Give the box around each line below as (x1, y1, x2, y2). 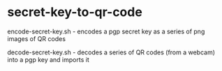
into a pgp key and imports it (7, 55, 89, 63)
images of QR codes (7, 34, 66, 42)
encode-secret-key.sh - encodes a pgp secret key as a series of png (7, 27, 205, 35)
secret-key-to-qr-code (7, 4, 143, 20)
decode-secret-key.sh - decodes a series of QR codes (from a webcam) (7, 48, 215, 56)
